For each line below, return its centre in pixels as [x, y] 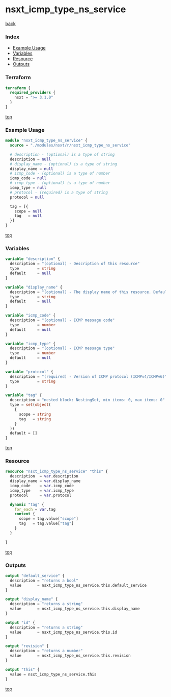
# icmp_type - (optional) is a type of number [60, 183]
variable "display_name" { [34, 287]
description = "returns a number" [46, 651]
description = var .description [44, 476]
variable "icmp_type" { [31, 344]
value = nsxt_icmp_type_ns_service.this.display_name [75, 609]
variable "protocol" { [29, 372]
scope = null [28, 211]
